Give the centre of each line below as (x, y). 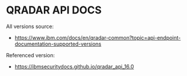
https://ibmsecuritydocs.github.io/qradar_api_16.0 (74, 66)
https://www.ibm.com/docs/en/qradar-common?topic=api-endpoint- (98, 37)
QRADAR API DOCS (54, 10)
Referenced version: (30, 55)
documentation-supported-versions (58, 44)
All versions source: (30, 26)
